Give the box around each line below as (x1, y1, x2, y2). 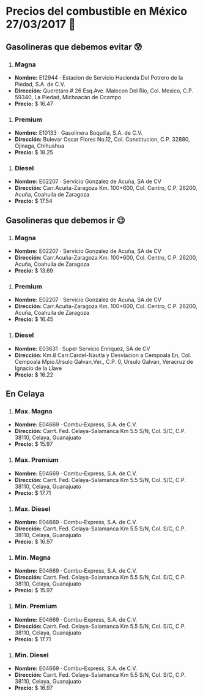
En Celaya (6, 389, 45, 399)
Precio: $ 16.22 (14, 371, 53, 378)
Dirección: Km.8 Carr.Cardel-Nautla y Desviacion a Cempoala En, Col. (14, 351, 191, 359)
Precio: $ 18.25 (14, 149, 53, 156)
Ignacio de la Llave (14, 364, 62, 372)
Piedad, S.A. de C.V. (14, 80, 65, 88)
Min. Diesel (14, 650, 49, 659)
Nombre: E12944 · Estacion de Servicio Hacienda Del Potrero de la (14, 73, 183, 81)
